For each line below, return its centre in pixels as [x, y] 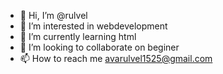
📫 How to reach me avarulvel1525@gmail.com [116, 58]
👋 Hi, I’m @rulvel [53, 15]
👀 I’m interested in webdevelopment [93, 26]
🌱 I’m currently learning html [78, 36]
